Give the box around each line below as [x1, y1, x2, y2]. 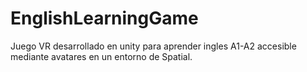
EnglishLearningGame [10, 7, 199, 30]
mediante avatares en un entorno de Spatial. [10, 50, 193, 62]
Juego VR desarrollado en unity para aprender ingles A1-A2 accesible [10, 40, 297, 52]
